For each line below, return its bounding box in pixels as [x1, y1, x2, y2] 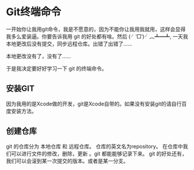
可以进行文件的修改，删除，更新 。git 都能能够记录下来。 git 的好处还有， [10, 150, 188, 157]
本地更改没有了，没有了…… [6, 52, 72, 59]
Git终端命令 [6, 5, 61, 19]
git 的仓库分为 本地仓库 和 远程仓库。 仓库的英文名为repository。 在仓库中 [6, 143, 184, 150]
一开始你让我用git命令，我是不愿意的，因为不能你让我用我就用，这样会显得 [6, 26, 186, 33]
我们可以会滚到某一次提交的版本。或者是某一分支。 [6, 157, 129, 164]
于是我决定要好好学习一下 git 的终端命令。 [6, 65, 107, 72]
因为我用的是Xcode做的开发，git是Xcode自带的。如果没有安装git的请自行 [6, 100, 182, 107]
